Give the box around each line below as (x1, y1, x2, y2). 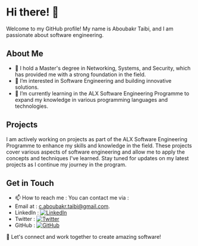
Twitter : (14, 216, 36, 223)
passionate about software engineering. (6, 31, 104, 38)
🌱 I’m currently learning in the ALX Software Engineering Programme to (14, 89, 190, 97)
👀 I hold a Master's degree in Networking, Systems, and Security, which (14, 64, 191, 71)
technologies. (14, 102, 49, 110)
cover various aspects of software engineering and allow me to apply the (6, 148, 186, 155)
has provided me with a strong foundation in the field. (14, 71, 146, 78)
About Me (6, 49, 43, 59)
